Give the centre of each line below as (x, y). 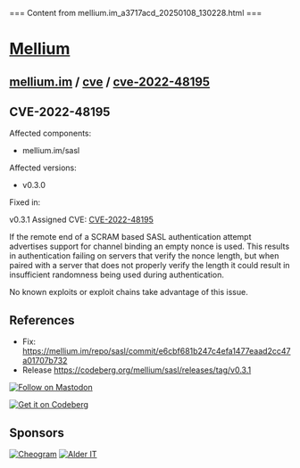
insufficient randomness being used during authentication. (117, 275)
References (42, 320)
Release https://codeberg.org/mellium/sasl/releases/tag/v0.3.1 (137, 370)
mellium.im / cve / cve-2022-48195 (110, 82)
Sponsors (37, 433)
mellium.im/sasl (51, 151)
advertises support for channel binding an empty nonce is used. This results (150, 246)
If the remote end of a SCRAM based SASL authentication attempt (130, 237)
